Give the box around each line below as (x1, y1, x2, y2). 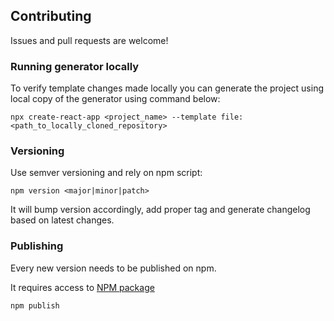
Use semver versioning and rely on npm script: (10, 167, 203, 179)
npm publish (10, 300, 60, 311)
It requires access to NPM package (10, 281, 155, 293)
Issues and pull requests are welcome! (10, 34, 169, 46)
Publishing (10, 239, 64, 253)
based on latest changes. (10, 214, 115, 226)
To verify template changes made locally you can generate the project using (10, 82, 324, 94)
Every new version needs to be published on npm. (10, 262, 217, 274)
